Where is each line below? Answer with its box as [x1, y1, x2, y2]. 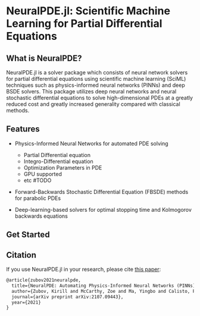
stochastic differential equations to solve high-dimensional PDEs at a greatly [6, 94, 193, 101]
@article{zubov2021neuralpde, [6, 277, 82, 283]
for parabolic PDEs [14, 195, 61, 202]
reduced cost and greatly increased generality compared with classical [6, 101, 180, 108]
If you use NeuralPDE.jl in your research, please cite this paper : [6, 266, 161, 273]
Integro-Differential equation [23, 158, 93, 165]
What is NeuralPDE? [6, 53, 82, 63]
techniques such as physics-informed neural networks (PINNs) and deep [6, 82, 186, 89]
